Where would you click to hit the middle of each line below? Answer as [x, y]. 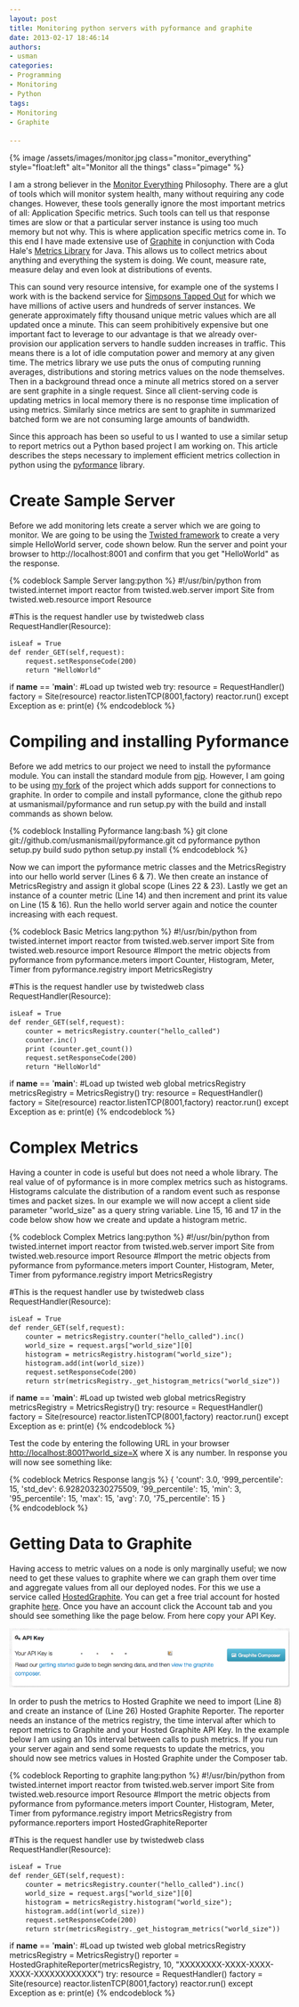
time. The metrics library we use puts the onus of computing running [135, 363]
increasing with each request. [64, 914]
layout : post [33, 19]
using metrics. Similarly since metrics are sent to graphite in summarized [142, 410]
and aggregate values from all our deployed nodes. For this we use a [135, 1587]
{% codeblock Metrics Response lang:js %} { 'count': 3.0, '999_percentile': [146, 1479]
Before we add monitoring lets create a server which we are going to [135, 526]
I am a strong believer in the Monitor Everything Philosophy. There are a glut [149, 185]
